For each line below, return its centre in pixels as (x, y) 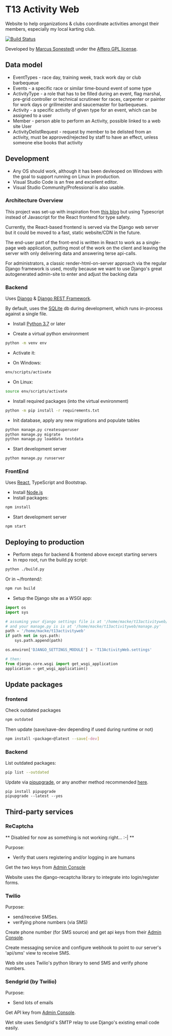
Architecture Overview (34, 201)
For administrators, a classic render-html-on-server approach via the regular (86, 263)
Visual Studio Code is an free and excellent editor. (65, 182)
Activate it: (24, 353)
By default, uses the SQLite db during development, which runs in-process (84, 309)
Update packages (34, 684)
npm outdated (19, 720)
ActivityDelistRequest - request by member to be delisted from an (82, 132)
